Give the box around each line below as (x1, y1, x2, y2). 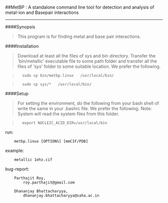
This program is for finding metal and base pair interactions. (17, 33, 141, 39)
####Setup (5, 91, 29, 96)
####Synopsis (5, 24, 35, 29)
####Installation (5, 43, 39, 49)
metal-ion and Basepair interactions (5, 9, 79, 15)
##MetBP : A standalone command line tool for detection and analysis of (5, 4, 154, 10)
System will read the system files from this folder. (17, 111, 119, 117)
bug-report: (5, 166, 29, 172)
